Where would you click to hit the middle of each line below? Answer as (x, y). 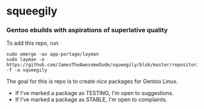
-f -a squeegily (27, 70)
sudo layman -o (25, 60)
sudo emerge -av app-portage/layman (53, 54)
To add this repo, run (32, 43)
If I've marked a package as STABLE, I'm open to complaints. (91, 100)
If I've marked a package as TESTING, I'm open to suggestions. (94, 93)
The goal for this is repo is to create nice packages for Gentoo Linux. (92, 81)
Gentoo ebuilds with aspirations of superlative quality (87, 30)
